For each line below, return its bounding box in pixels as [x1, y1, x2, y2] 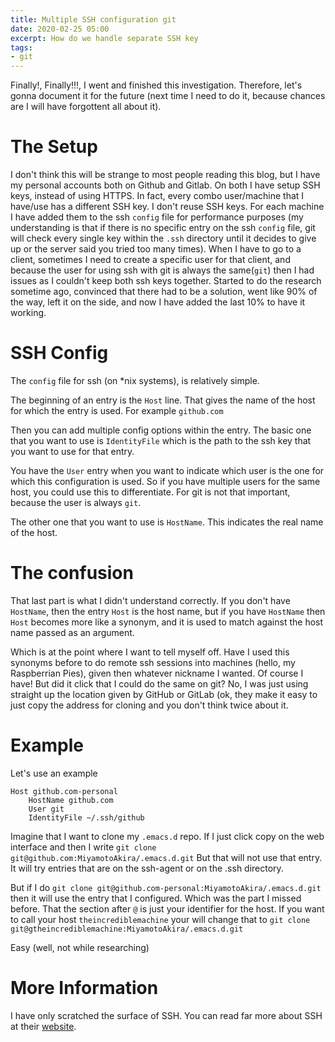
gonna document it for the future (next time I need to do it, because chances [10, 90, 326, 102]
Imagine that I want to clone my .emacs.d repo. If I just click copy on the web [10, 830, 325, 842]
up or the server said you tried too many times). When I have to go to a [10, 243, 302, 255]
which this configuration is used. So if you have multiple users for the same [10, 476, 321, 487]
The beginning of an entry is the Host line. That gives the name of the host [10, 394, 316, 406]
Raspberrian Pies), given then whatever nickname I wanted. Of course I [10, 667, 304, 679]
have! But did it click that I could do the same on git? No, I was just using [10, 677, 309, 690]
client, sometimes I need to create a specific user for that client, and [10, 254, 291, 266]
